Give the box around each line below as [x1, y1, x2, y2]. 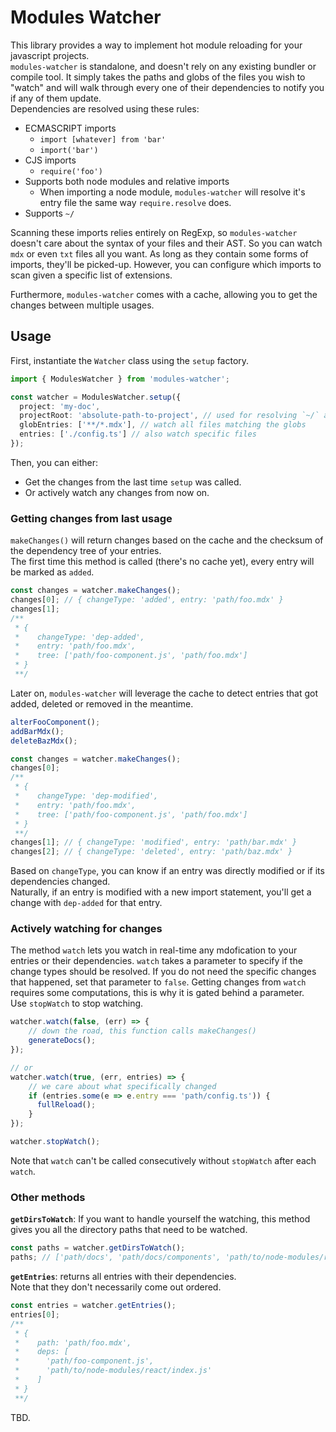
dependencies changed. [10, 876, 111, 888]
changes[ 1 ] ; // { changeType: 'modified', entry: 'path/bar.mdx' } [10, 837, 298, 848]
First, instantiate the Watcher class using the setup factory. [10, 354, 250, 366]
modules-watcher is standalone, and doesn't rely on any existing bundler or [10, 60, 317, 72]
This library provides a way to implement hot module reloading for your [10, 39, 303, 51]
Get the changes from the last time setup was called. [24, 476, 242, 488]
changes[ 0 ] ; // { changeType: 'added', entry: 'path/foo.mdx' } [10, 595, 284, 605]
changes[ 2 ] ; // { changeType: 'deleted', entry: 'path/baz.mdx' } [10, 847, 293, 857]
